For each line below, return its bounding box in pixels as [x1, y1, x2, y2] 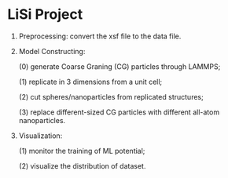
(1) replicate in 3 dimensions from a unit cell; [18, 77, 163, 86]
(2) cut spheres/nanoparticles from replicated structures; [18, 92, 204, 101]
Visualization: [18, 131, 63, 140]
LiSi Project [7, 5, 83, 24]
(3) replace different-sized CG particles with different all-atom [18, 107, 220, 117]
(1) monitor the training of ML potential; [18, 146, 145, 155]
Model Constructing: [18, 46, 86, 56]
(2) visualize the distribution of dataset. [18, 161, 146, 170]
